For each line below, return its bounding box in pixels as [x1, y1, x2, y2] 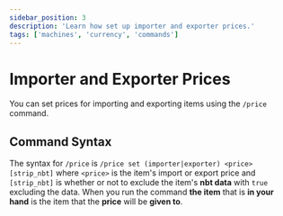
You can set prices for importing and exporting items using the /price [9, 98, 268, 109]
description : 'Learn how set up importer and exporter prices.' [9, 22, 255, 31]
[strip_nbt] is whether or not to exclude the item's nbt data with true [9, 177, 268, 188]
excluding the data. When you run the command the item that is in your [9, 186, 274, 198]
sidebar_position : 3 [9, 13, 87, 22]
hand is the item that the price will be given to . [9, 196, 183, 207]
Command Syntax [9, 134, 112, 149]
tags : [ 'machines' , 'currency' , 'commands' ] [9, 30, 179, 39]
